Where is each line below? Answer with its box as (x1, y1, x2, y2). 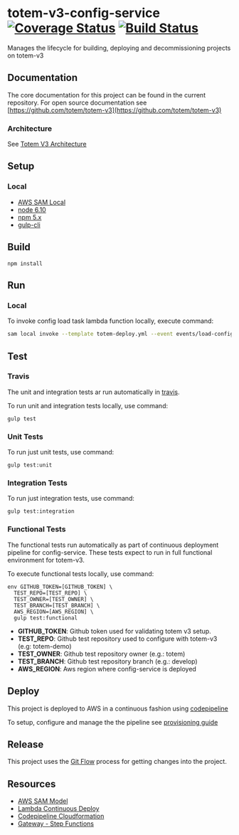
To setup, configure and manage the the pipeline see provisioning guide (7, 718, 218, 726)
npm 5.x (17, 213, 42, 221)
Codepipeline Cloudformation (17, 812, 105, 821)
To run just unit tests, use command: (7, 448, 115, 457)
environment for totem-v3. (7, 555, 85, 564)
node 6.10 (17, 205, 46, 214)
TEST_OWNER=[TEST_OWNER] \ (14, 595, 94, 602)
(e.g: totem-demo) (17, 642, 72, 650)
